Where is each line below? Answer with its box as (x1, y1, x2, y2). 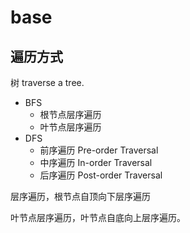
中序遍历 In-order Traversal (39, 157, 153, 168)
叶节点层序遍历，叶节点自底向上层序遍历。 (10, 212, 186, 223)
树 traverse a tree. (10, 77, 85, 88)
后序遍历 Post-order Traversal (39, 169, 163, 181)
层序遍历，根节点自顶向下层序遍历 (10, 191, 151, 202)
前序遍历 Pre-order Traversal (39, 144, 159, 156)
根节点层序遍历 (39, 109, 102, 120)
